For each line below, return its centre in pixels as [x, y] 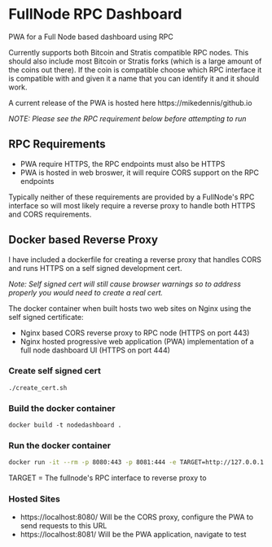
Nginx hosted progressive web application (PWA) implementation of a [137, 341]
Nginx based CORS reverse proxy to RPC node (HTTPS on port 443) [135, 333]
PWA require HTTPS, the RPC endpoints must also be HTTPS [123, 164]
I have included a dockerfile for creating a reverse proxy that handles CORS [135, 259]
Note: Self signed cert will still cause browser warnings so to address [125, 284]
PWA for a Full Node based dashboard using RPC [91, 37]
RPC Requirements [57, 144]
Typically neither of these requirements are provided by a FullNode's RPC [132, 197]
